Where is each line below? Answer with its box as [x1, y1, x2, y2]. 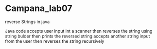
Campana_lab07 [5, 3, 72, 14]
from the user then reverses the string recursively [5, 38, 105, 44]
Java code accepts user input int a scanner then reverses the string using [5, 28, 153, 34]
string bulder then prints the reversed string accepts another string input [5, 33, 150, 39]
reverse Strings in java [5, 19, 50, 24]
